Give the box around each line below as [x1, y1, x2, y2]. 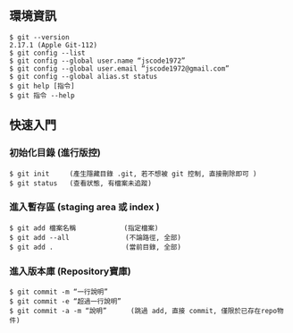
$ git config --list [9, 48, 87, 57]
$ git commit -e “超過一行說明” [9, 297, 122, 306]
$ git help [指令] [9, 81, 75, 90]
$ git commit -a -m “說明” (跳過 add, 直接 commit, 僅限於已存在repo [9, 307, 278, 316]
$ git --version [9, 32, 70, 42]
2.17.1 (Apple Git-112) [9, 40, 98, 49]
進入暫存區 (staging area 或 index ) [9, 201, 160, 213]
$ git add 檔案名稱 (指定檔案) [9, 223, 159, 233]
